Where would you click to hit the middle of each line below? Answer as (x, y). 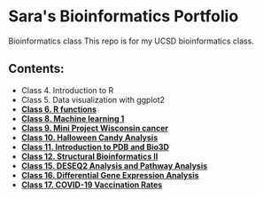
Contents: (36, 69)
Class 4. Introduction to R (67, 90)
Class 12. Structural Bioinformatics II (89, 156)
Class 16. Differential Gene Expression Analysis (110, 175)
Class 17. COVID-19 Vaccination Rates (92, 185)
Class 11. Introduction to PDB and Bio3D (95, 147)
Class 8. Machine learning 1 (73, 118)
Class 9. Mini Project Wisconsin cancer (95, 128)
